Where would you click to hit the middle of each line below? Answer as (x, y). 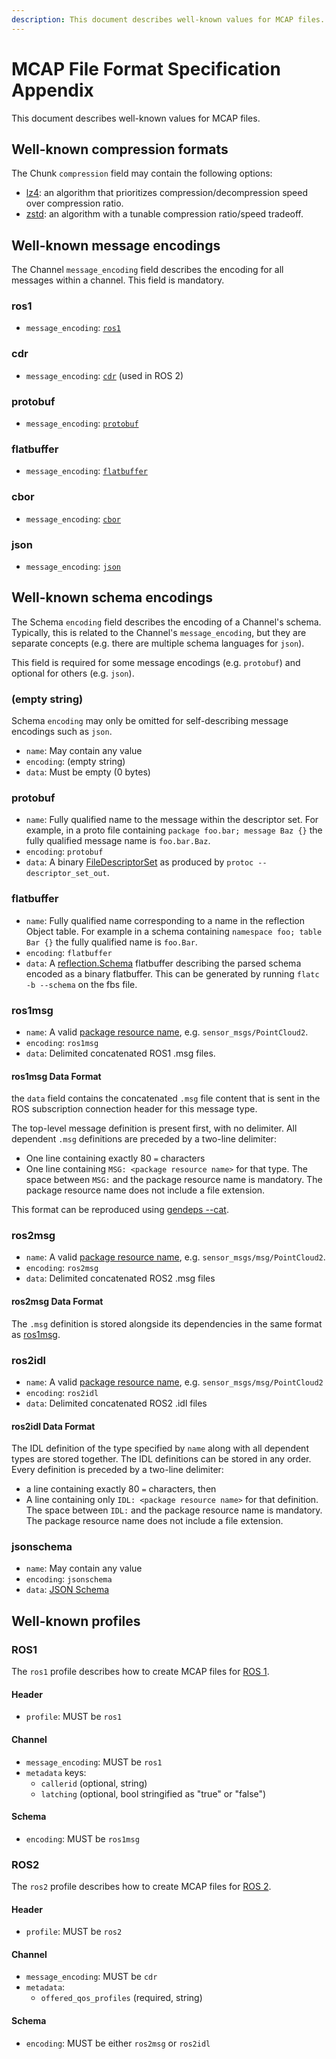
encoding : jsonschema (69, 1579)
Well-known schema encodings (112, 597)
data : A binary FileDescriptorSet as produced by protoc (139, 862)
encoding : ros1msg (62, 1042)
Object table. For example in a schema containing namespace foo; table (174, 931)
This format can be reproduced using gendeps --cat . (120, 1210)
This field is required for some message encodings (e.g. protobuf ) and (156, 662)
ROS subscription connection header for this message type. (134, 1109)
